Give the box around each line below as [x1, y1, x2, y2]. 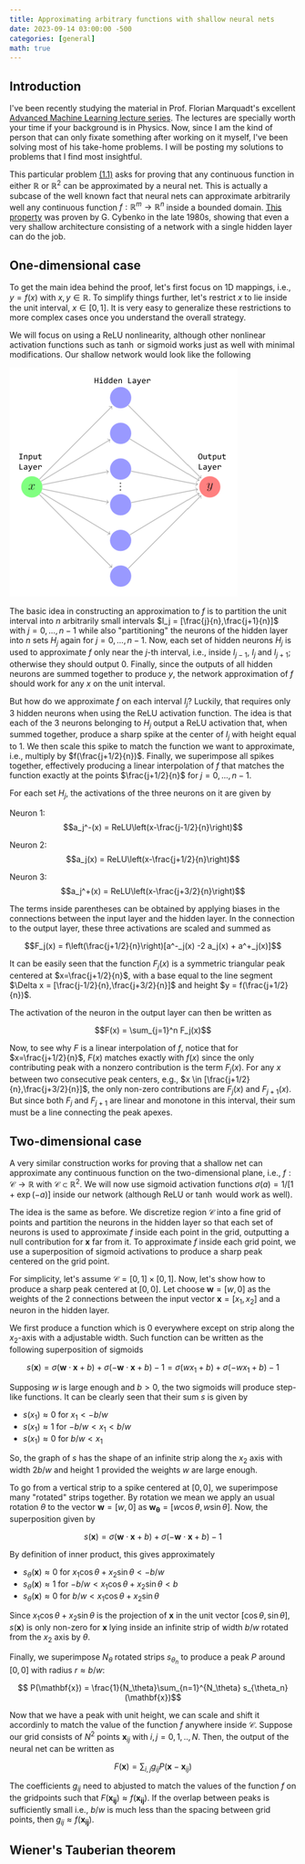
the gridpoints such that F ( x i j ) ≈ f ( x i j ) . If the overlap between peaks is [9, 1793, 270, 1806]
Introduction [9, 78, 82, 94]
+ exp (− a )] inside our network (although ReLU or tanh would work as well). [9, 1189, 293, 1200]
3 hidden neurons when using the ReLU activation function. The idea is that [9, 707, 292, 718]
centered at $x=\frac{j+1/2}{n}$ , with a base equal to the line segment [9, 970, 273, 981]
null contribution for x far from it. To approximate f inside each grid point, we [9, 1236, 297, 1247]
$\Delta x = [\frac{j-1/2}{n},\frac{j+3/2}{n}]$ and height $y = [9, 979, 238, 990]
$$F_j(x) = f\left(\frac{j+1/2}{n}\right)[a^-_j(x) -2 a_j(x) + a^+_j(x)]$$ [24, 940, 282, 951]
